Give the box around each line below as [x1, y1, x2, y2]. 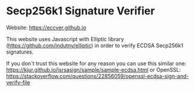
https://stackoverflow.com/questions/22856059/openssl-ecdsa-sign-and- [6, 72, 189, 79]
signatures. [6, 48, 34, 55]
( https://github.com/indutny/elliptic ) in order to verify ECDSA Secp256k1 [6, 42, 184, 49]
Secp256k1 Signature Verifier [6, 4, 155, 18]
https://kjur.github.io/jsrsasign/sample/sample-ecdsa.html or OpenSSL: [6, 66, 181, 73]
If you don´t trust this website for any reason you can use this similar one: [6, 60, 187, 67]
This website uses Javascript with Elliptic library [6, 35, 124, 42]
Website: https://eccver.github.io [6, 24, 86, 31]
